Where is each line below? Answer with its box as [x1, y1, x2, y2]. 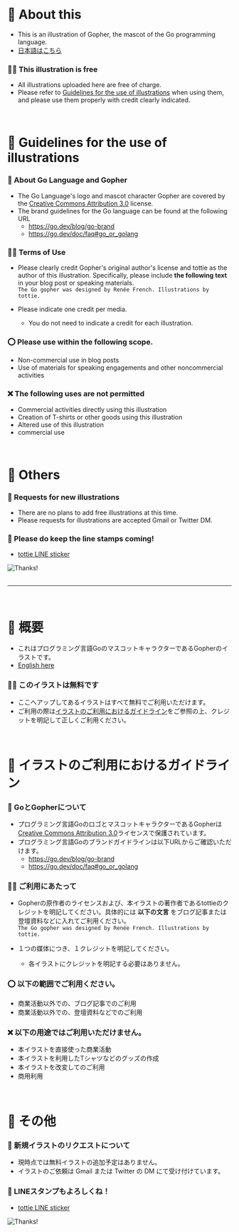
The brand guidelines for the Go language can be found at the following [17, 206, 228, 215]
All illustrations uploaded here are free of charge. [17, 81, 162, 89]
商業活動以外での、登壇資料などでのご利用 [17, 1008, 143, 1016]
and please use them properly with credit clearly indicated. [17, 96, 191, 104]
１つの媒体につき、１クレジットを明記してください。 [17, 944, 173, 953]
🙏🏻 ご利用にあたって [7, 882, 77, 892]
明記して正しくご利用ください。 [36, 715, 130, 724]
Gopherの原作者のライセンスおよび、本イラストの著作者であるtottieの [17, 899, 223, 907]
